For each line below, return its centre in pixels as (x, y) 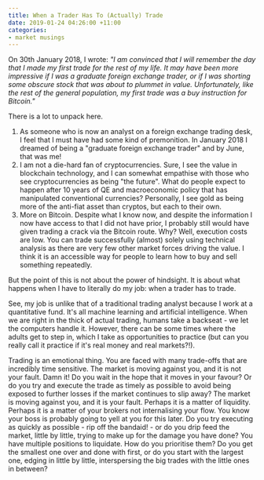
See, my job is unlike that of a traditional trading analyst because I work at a (130, 304)
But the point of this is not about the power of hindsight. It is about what (125, 280)
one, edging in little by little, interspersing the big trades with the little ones (129, 460)
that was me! (40, 157)
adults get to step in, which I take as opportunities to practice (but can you (128, 337)
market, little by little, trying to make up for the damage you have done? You (130, 435)
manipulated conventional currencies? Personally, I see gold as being (132, 198)
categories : (27, 30)
